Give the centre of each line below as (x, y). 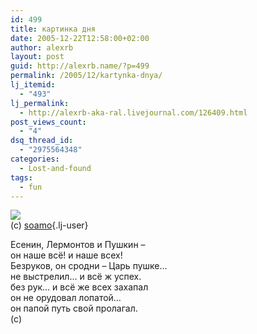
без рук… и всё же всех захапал (79, 287)
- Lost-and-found (55, 168)
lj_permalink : (40, 103)
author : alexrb (42, 47)
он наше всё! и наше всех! (66, 255)
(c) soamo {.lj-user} (49, 225)
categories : (35, 159)
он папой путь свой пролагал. (74, 308)
